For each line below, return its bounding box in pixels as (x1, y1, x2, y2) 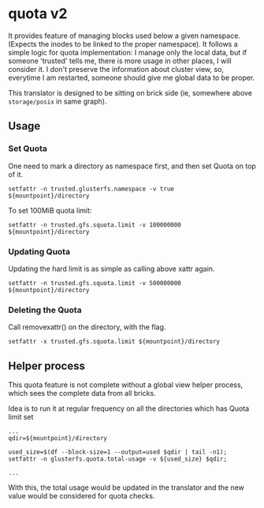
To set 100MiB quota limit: (8, 205, 92, 215)
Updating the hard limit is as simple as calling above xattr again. (8, 264, 215, 273)
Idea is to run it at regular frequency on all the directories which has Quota (8, 404, 250, 413)
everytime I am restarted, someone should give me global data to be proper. (8, 73, 255, 82)
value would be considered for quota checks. (8, 491, 155, 501)
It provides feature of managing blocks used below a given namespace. (8, 31, 240, 40)
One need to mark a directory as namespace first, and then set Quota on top (8, 161, 256, 171)
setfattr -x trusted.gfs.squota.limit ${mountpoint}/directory (8, 337, 221, 346)
